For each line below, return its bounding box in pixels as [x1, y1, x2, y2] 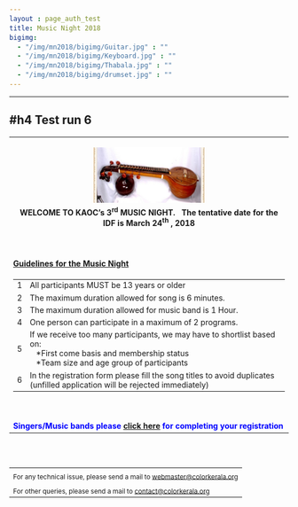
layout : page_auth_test [9, 14, 101, 23]
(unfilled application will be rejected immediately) [29, 379, 210, 390]
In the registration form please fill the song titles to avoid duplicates [29, 370, 275, 380]
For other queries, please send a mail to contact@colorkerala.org [12, 487, 210, 495]
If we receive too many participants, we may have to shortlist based [29, 329, 276, 340]
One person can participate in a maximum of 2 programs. [29, 317, 239, 327]
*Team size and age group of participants [35, 357, 189, 368]
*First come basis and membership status [35, 348, 189, 359]
